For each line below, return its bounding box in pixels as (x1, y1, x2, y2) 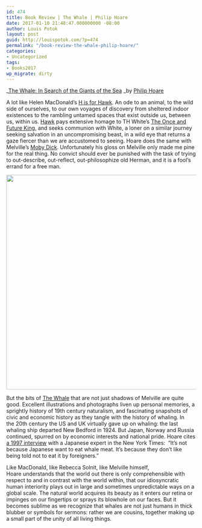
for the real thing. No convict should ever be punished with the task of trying (6, 150, 196, 157)
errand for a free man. (6, 163, 62, 170)
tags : (6, 59, 20, 65)
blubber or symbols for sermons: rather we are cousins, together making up (6, 509, 195, 516)
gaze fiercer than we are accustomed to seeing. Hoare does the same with (6, 137, 192, 145)
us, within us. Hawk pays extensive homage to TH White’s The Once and (6, 118, 187, 126)
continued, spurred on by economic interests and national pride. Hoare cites (6, 433, 196, 441)
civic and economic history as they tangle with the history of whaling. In (6, 414, 185, 421)
